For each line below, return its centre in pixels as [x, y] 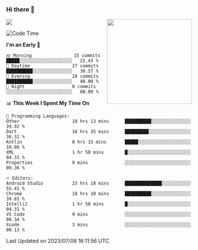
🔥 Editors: [20, 178]
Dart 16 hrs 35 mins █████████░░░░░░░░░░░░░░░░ [99, 132]
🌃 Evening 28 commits [52, 76]
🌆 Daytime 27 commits [52, 66]
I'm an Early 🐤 [23, 45]
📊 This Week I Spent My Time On [48, 103]
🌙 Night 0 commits [51, 87]
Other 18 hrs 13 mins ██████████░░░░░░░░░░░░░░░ [99, 121]
